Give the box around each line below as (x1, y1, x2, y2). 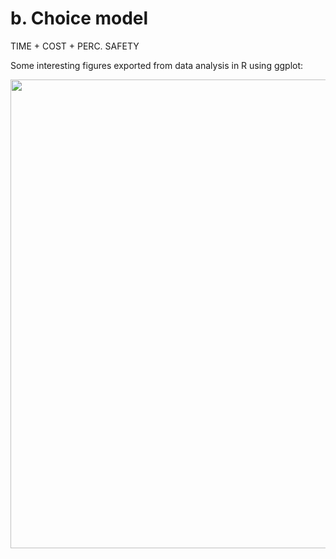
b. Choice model (10, 7, 149, 30)
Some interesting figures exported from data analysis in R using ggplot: (10, 59, 304, 71)
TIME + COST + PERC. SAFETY (10, 40, 140, 52)
